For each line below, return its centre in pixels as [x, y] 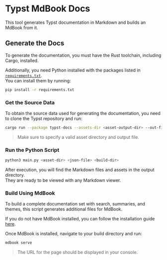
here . [10, 224]
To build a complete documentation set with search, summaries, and [75, 204]
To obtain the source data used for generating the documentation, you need [83, 113]
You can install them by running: [38, 80]
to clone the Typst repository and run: [44, 118]
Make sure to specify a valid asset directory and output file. [78, 137]
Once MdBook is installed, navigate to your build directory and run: [74, 234]
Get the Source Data [30, 102]
